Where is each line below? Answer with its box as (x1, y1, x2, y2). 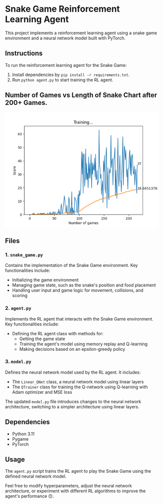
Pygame (12, 436, 29, 442)
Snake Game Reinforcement (5, 3, 120, 15)
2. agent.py (5, 305, 32, 312)
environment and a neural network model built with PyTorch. (5, 35, 126, 41)
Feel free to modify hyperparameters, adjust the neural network (5, 483, 132, 489)
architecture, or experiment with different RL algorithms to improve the (5, 488, 146, 494)
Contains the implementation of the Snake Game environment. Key (5, 262, 138, 268)
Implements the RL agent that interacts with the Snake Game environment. (5, 316, 154, 322)
